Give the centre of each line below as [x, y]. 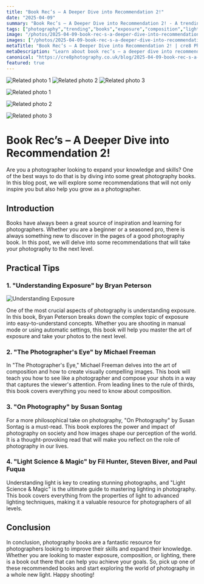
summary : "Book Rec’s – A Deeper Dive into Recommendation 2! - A [92, 23]
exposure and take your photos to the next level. [67, 336]
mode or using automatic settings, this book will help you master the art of [99, 330]
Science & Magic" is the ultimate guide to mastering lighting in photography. [101, 489]
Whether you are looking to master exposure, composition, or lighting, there [101, 555]
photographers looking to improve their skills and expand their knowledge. [99, 549]
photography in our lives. [37, 446]
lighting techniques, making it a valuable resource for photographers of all [99, 502]
